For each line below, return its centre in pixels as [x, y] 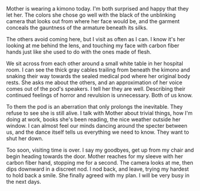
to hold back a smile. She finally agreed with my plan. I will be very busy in [98, 175]
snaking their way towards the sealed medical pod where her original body [98, 76]
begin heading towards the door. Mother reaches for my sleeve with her [95, 156]
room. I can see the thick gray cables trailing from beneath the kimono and [98, 70]
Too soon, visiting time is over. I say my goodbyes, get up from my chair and [100, 150]
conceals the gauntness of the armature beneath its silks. [77, 27]
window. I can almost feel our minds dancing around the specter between [97, 126]
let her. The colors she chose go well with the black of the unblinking [91, 15]
